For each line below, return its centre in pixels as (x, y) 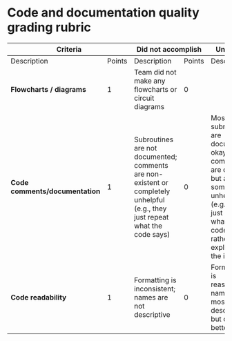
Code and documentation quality (104, 13)
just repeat (151, 217)
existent (147, 182)
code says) (152, 234)
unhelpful (149, 199)
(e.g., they (150, 208)
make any (149, 81)
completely (152, 191)
